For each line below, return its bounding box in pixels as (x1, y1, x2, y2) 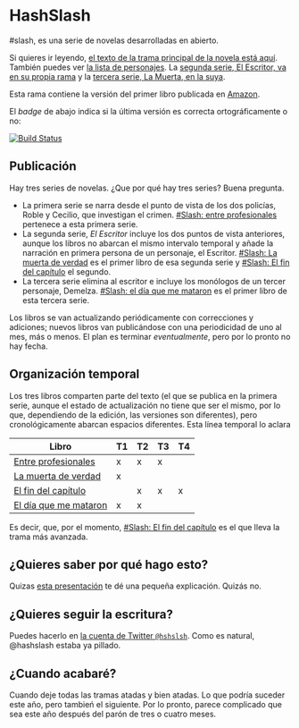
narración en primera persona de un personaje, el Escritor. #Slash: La (21, 247, 278, 258)
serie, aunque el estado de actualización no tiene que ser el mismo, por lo (9, 400, 281, 411)
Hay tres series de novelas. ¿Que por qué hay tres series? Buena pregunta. (9, 182, 285, 193)
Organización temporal (9, 367, 140, 382)
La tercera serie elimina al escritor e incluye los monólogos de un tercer (21, 275, 286, 286)
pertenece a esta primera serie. (21, 218, 138, 229)
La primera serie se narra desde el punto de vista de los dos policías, (21, 199, 277, 210)
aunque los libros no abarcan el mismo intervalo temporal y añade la (21, 238, 274, 249)
